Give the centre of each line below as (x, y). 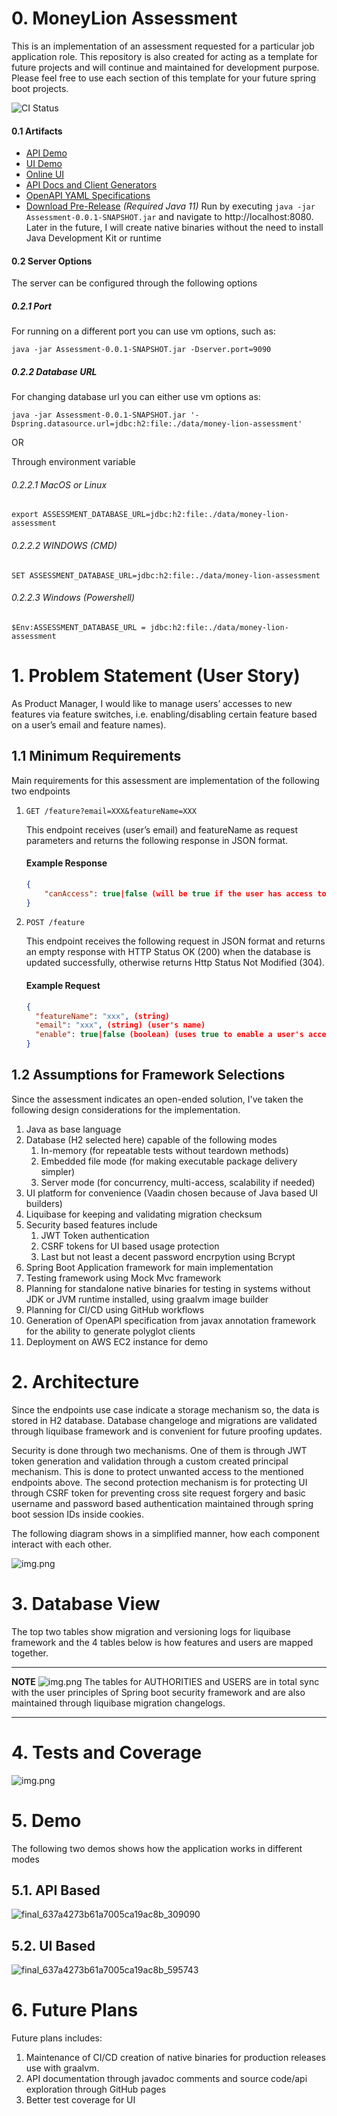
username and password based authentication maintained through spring (162, 1503)
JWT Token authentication (95, 1235)
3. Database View (86, 1603)
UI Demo (44, 164)
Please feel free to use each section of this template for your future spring (164, 78)
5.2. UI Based (53, 1945)
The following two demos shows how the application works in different (157, 1848)
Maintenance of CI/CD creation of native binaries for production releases (175, 2058)
